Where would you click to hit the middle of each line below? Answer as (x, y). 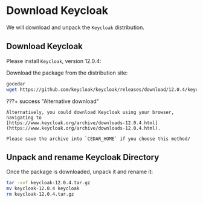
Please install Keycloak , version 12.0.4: (54, 61)
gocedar (16, 84)
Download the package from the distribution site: (67, 73)
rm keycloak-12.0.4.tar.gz (40, 195)
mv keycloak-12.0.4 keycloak (43, 188)
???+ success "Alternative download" (53, 101)
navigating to (24, 118)
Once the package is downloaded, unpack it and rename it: (80, 172)
